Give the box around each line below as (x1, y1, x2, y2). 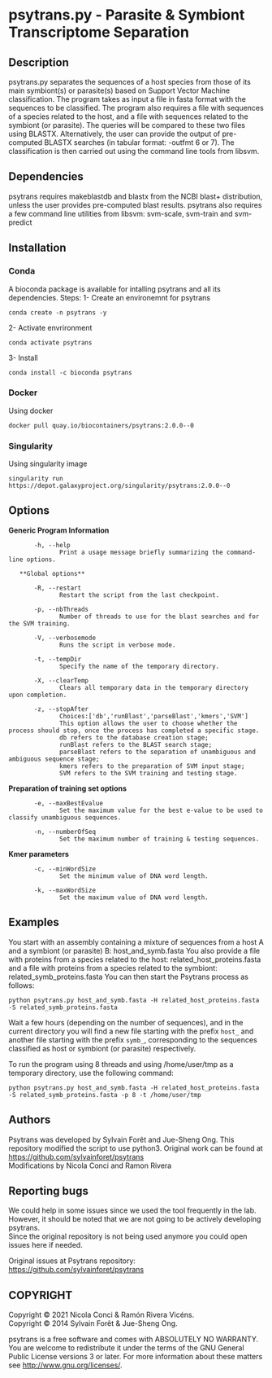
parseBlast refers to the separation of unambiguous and (59, 748, 256, 756)
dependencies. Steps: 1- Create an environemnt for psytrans (8, 292, 211, 302)
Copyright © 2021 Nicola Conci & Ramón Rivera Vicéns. (8, 1310, 195, 1320)
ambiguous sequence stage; (8, 755, 100, 763)
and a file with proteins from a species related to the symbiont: (8, 963, 218, 972)
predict (8, 217, 32, 227)
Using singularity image (8, 459, 88, 469)
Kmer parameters (8, 849, 69, 858)
